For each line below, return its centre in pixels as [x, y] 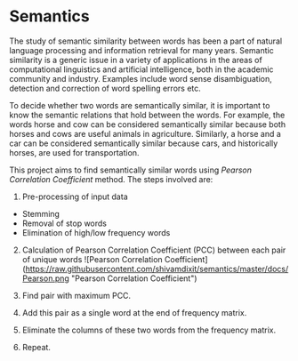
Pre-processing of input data [75, 197]
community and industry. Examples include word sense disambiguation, [141, 78]
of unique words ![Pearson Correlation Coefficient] [115, 259]
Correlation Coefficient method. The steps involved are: [111, 179]
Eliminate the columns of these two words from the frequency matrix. [149, 330]
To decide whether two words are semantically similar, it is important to [140, 105]
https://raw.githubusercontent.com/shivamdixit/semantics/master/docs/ [157, 269]
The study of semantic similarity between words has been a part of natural [146, 41]
